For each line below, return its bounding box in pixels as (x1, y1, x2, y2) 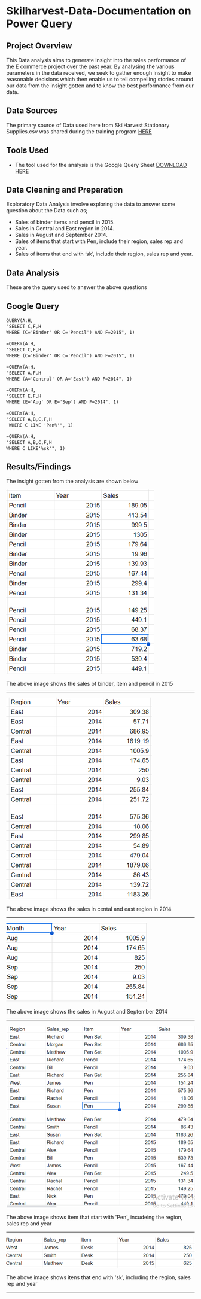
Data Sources (6, 106, 58, 116)
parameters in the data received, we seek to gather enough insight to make (6, 69, 191, 76)
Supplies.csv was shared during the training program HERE (6, 127, 152, 135)
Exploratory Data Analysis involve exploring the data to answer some (6, 200, 176, 208)
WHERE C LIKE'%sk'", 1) (6, 446, 66, 452)
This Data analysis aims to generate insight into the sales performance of (6, 57, 187, 63)
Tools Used (6, 145, 49, 156)
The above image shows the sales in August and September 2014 (6, 1008, 168, 1015)
